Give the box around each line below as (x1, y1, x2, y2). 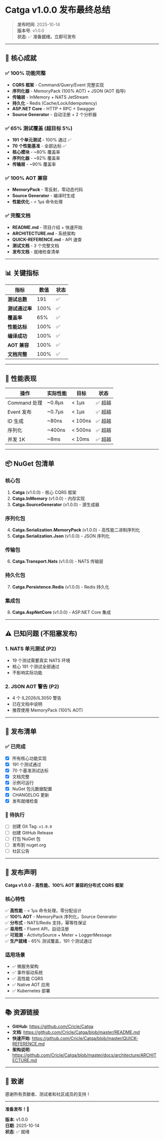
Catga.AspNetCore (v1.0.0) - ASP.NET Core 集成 (12, 610, 111, 615)
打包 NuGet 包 (12, 835, 41, 842)
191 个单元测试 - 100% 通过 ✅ (12, 137, 72, 142)
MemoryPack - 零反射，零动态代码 (12, 186, 83, 193)
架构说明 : (12, 1047, 31, 1053)
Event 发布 (7, 408, 32, 415)
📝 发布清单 (5, 728, 37, 736)
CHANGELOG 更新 (12, 792, 50, 798)
